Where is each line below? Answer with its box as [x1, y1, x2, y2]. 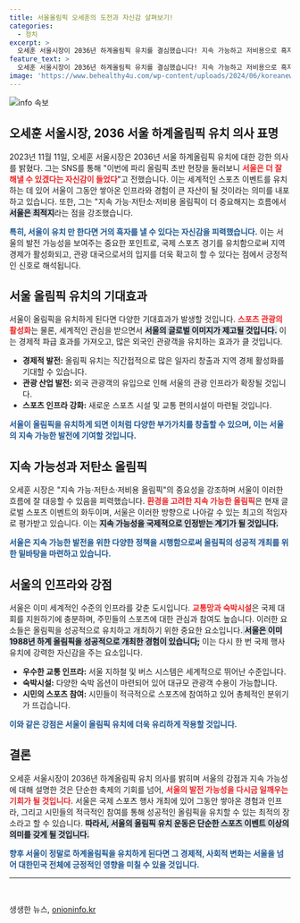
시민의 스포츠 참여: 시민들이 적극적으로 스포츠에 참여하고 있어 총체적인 [21, 688, 266, 699]
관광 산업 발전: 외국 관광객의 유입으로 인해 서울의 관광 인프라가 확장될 [21, 378, 263, 389]
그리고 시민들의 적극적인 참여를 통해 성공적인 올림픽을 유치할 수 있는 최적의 [21, 807, 281, 817]
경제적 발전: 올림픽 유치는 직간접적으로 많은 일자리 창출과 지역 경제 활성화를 [21, 355, 285, 366]
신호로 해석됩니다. [18, 260, 81, 270]
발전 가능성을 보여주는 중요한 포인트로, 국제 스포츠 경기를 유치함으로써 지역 [25, 237, 286, 248]
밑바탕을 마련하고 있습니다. [18, 548, 112, 560]
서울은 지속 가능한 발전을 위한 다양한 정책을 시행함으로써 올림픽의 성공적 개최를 [9, 537, 279, 548]
